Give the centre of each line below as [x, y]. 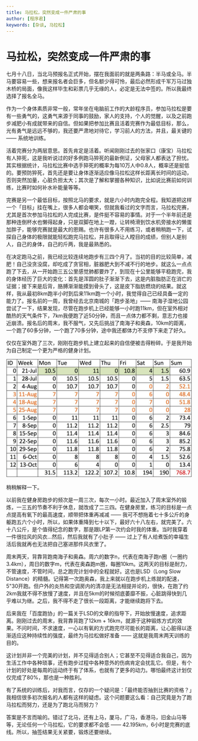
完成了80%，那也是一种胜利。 [48, 677]
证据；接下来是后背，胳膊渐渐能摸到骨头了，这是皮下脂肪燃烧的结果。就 [94, 286]
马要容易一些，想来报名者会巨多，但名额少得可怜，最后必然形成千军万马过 [96, 81]
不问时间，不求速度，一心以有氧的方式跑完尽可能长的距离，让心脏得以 [101, 628]
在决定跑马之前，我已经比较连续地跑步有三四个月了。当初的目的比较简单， [96, 257]
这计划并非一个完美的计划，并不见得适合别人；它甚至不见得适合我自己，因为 [99, 656]
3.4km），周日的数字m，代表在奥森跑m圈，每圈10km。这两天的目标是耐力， [98, 564]
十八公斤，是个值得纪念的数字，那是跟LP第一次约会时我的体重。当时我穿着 [97, 529]
